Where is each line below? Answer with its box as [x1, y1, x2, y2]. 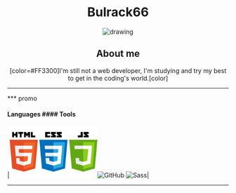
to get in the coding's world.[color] [67, 74, 169, 82]
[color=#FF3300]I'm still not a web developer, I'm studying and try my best [9, 66, 227, 74]
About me [96, 48, 140, 60]
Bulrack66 [87, 4, 149, 20]
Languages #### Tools [7, 110, 76, 119]
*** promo [7, 94, 37, 102]
